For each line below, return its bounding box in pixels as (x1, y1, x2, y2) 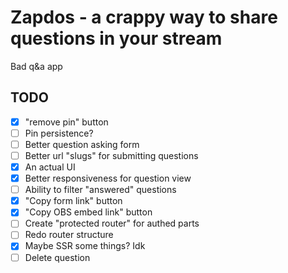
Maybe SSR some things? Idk (24, 240, 146, 252)
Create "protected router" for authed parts (24, 217, 200, 230)
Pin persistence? (24, 127, 94, 139)
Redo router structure (24, 229, 114, 241)
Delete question (24, 251, 91, 263)
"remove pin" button (24, 116, 109, 128)
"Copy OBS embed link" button (24, 206, 153, 218)
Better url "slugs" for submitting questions (24, 149, 199, 161)
